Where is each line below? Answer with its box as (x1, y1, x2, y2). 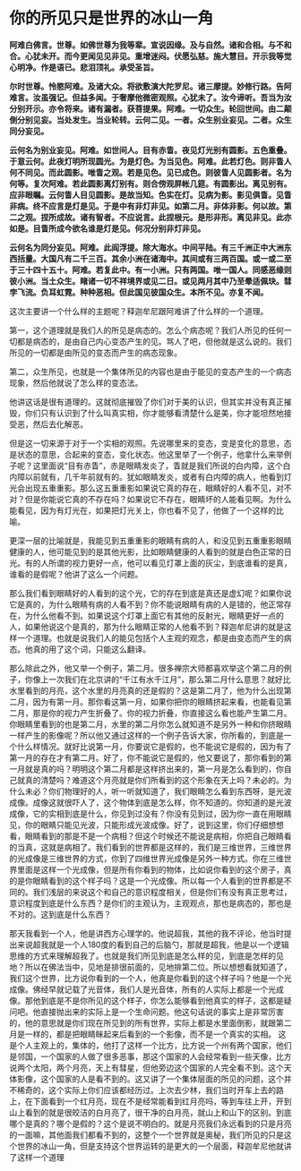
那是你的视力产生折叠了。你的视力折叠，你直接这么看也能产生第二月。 (32, 707, 292, 718)
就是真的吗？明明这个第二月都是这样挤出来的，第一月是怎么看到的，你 (24, 763, 284, 774)
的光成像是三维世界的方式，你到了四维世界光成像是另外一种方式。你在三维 (9, 852, 284, 864)
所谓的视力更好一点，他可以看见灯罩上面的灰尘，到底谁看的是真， (47, 557, 292, 568)
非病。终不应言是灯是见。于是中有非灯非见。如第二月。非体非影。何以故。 (9, 201, 284, 211)
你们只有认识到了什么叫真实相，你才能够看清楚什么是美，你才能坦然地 (24, 407, 284, 418)
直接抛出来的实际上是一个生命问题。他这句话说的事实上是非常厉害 (39, 1006, 284, 1017)
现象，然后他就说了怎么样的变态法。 (9, 377, 143, 388)
